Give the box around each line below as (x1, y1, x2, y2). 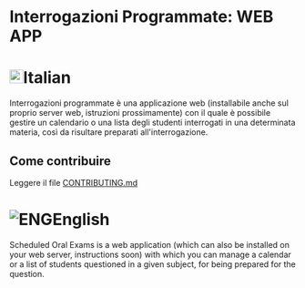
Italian (23, 67, 71, 88)
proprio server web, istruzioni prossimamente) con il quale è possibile (9, 108, 271, 118)
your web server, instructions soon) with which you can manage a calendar (9, 249, 291, 260)
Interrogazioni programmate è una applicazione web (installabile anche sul (9, 98, 290, 108)
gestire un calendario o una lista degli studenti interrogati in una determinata (9, 117, 296, 129)
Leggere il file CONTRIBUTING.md (9, 177, 138, 188)
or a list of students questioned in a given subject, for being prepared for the (9, 258, 296, 270)
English (52, 210, 110, 230)
